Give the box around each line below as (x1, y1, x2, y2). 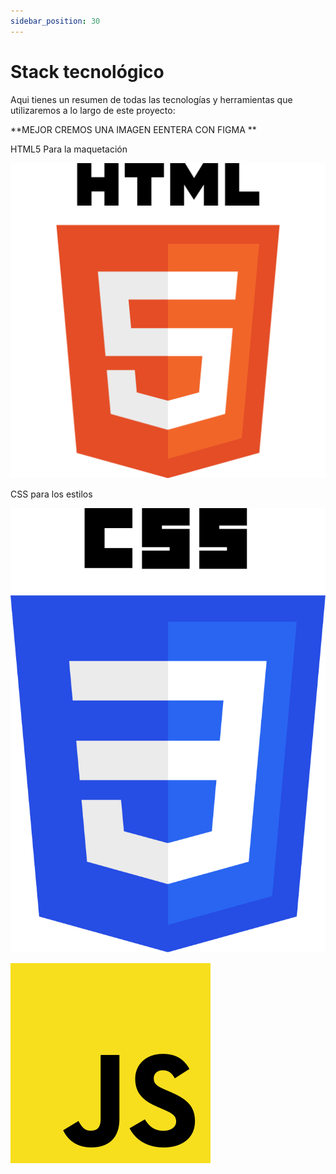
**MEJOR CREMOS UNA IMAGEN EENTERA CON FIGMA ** (10, 123, 257, 135)
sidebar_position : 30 (10, 16, 101, 26)
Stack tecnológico (10, 60, 165, 83)
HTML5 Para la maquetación (10, 143, 128, 155)
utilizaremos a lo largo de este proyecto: (10, 104, 176, 116)
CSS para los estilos (10, 488, 93, 500)
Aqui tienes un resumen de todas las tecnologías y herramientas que (10, 93, 293, 105)
